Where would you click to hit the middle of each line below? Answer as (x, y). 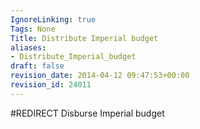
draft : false (37, 66)
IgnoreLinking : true (53, 19)
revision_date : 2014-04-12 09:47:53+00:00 (100, 76)
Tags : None (33, 29)
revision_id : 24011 (51, 85)
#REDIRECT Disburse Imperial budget (87, 113)
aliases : (28, 47)
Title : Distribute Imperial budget (84, 38)
